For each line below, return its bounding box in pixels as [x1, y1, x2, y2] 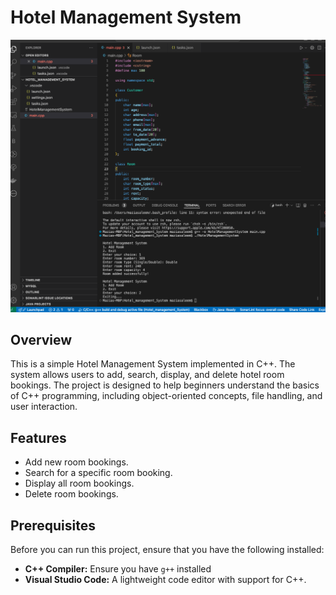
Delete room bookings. [24, 488, 119, 500]
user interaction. [10, 401, 78, 413]
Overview [10, 331, 73, 348]
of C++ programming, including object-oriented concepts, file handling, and [10, 390, 323, 402]
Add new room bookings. [24, 456, 129, 468]
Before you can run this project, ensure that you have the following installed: [10, 543, 325, 555]
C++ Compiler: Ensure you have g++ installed [24, 562, 212, 575]
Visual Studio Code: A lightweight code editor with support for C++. [24, 573, 307, 585]
